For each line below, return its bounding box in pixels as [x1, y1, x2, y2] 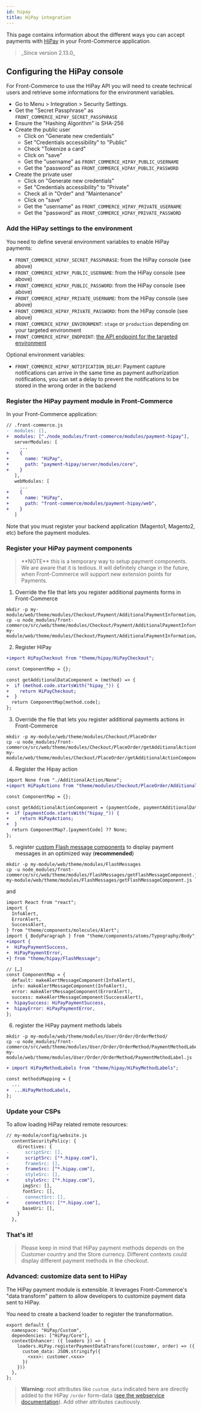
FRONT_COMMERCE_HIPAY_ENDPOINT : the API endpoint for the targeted [14, 332, 178, 340]
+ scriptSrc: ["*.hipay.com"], [6, 1154, 98, 1161]
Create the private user [14, 171, 73, 178]
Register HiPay [14, 644, 52, 651]
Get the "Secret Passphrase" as [14, 107, 94, 114]
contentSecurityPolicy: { [11, 1138, 77, 1144]
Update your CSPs [6, 1107, 61, 1115]
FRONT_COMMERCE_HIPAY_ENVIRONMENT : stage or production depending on [14, 320, 189, 327]
